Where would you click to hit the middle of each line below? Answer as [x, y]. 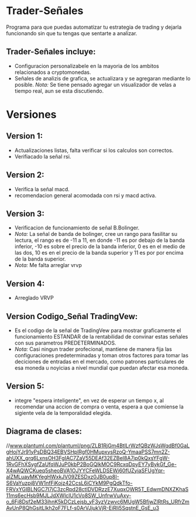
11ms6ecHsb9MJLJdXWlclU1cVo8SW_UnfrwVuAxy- [69, 495]
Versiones [31, 114]
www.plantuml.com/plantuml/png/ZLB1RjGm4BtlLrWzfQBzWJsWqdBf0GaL [100, 445]
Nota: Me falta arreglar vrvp [48, 265]
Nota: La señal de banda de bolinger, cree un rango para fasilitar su [96, 234]
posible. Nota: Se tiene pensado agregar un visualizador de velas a [95, 85]
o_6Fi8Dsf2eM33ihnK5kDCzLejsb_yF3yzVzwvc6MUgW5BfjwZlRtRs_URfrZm [98, 501]
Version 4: [25, 284]
